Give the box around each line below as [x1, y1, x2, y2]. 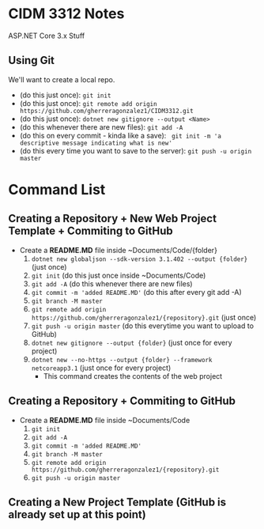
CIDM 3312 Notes [8, 5, 125, 23]
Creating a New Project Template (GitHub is [8, 495, 227, 508]
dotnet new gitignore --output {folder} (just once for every [31, 338, 232, 347]
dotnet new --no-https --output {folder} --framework [31, 356, 213, 364]
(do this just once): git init [19, 90, 111, 100]
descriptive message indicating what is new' [19, 139, 172, 147]
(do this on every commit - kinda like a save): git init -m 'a [19, 130, 221, 140]
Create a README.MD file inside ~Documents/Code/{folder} [19, 245, 217, 255]
